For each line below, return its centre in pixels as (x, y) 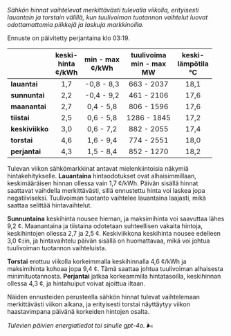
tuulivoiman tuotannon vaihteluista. (57, 248)
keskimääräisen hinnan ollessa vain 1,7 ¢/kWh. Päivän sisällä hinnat (103, 183)
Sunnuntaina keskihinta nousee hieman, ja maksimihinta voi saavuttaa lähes (116, 218)
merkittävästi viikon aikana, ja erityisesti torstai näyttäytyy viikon (99, 304)
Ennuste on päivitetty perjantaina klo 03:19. (68, 38)
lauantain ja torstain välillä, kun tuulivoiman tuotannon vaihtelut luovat (108, 17)
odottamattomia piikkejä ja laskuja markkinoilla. (75, 25)
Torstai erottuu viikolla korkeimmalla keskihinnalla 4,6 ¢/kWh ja (97, 261)
